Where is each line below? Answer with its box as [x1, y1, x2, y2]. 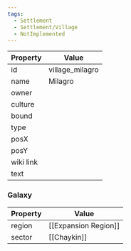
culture [11, 100, 35, 110]
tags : [7, 10, 23, 18]
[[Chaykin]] [48, 232, 88, 242]
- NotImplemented [14, 30, 65, 38]
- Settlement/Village [14, 23, 78, 31]
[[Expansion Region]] [48, 220, 120, 230]
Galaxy [7, 190, 33, 200]
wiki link [11, 157, 38, 167]
